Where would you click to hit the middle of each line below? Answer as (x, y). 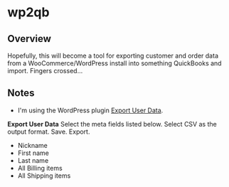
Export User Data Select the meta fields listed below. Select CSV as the (112, 124)
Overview (30, 39)
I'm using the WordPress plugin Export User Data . (90, 110)
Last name (33, 160)
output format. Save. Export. (49, 132)
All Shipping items (44, 176)
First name (33, 153)
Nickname (32, 145)
